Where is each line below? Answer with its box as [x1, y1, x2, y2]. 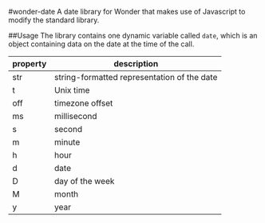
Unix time [54, 85, 90, 95]
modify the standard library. [8, 15, 100, 25]
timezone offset [54, 98, 113, 109]
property [12, 58, 47, 69]
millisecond [54, 111, 97, 121]
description [113, 58, 159, 69]
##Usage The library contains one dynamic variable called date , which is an [8, 31, 258, 40]
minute [54, 137, 81, 147]
